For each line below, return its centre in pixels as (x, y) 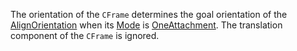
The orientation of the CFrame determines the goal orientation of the (149, 14)
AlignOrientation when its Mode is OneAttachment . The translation (146, 25)
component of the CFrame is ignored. (85, 35)
